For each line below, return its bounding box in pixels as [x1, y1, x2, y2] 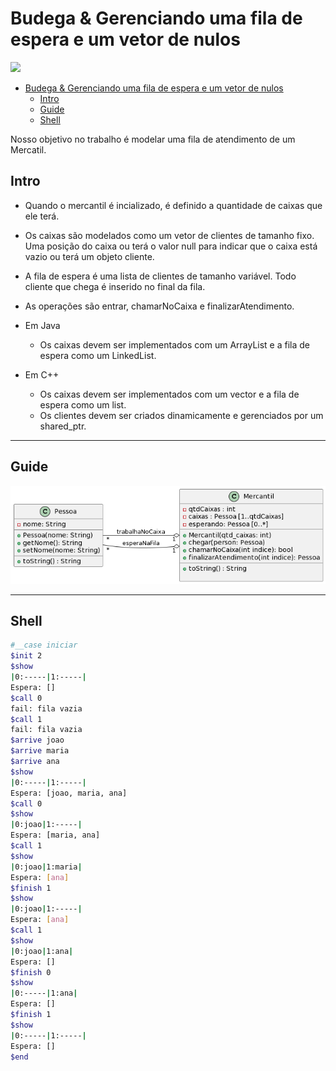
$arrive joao [10, 735, 65, 746]
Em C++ [24, 368, 60, 381]
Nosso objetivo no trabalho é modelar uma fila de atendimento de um [10, 133, 296, 145]
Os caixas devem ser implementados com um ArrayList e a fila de [39, 338, 310, 351]
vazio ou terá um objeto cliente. [24, 250, 155, 262]
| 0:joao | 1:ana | [10, 946, 74, 956]
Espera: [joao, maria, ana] [10, 788, 128, 798]
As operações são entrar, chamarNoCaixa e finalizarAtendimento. [24, 300, 295, 312]
